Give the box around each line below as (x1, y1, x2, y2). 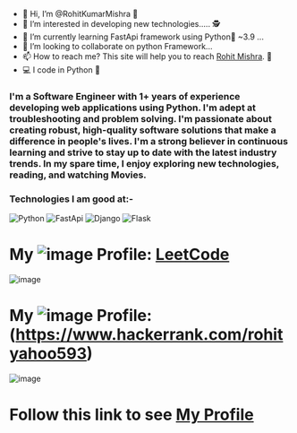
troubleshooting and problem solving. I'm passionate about (9, 112, 273, 125)
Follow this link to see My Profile (9, 404, 254, 425)
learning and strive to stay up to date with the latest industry (9, 146, 277, 159)
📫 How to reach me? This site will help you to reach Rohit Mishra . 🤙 (21, 51, 273, 62)
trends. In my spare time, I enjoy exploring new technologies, (9, 157, 280, 169)
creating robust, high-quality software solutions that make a (9, 124, 276, 136)
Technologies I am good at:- (9, 193, 134, 205)
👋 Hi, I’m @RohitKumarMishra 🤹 (21, 9, 139, 19)
